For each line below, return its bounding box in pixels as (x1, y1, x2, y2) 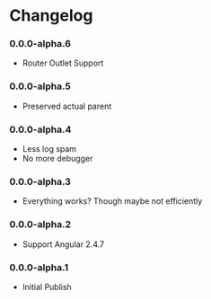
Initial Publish (22, 281, 72, 292)
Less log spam (22, 144, 77, 154)
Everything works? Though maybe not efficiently (22, 196, 203, 207)
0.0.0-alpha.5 (9, 80, 72, 92)
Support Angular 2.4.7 (22, 239, 105, 250)
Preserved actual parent (22, 101, 112, 111)
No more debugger (22, 154, 93, 164)
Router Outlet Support (22, 57, 104, 68)
